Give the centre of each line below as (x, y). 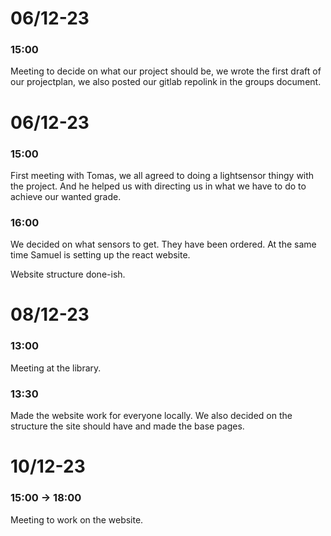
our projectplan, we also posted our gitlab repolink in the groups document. (166, 82)
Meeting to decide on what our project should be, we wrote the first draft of (166, 71)
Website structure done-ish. (68, 274)
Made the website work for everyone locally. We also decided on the (151, 416)
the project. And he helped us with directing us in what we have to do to (158, 186)
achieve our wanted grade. (66, 196)
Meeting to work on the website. (77, 519)
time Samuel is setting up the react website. (100, 255)
